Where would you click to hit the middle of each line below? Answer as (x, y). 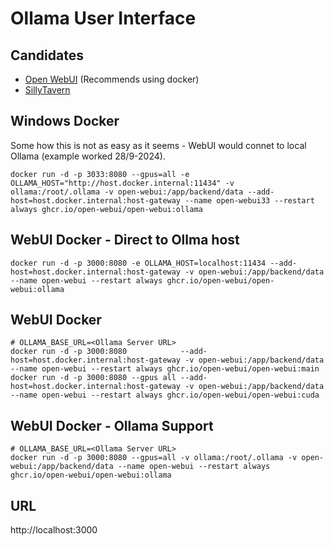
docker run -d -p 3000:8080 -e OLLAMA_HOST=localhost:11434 (138, 263)
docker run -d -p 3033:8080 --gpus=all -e (100, 174)
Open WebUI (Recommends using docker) (112, 79)
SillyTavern (47, 90)
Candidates (47, 55)
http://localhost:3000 (54, 530)
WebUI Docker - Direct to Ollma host (125, 240)
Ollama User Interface (103, 18)
